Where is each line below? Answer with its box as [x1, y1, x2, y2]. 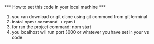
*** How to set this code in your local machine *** [4, 4, 106, 10]
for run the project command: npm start [11, 24, 91, 30]
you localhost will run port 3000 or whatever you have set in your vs [11, 29, 149, 35]
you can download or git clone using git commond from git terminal [11, 14, 148, 19]
